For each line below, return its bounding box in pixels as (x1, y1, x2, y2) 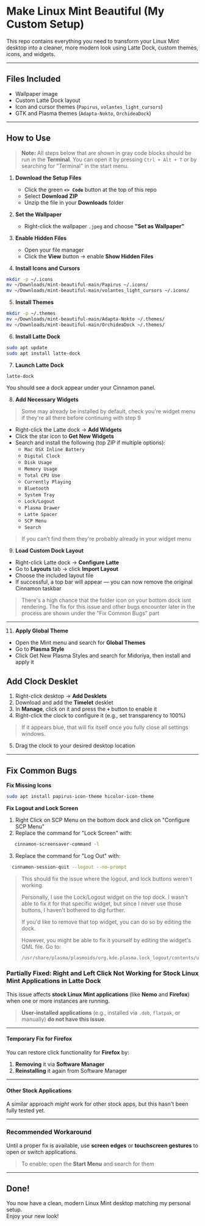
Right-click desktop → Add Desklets (15, 692, 107, 700)
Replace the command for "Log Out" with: (15, 852, 121, 859)
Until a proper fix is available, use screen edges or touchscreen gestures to (6, 1142, 198, 1149)
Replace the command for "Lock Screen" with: (15, 829, 132, 836)
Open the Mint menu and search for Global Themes (15, 639, 146, 647)
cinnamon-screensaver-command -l (14, 841, 99, 847)
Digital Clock (24, 453, 60, 459)
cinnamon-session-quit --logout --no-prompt (12, 864, 127, 870)
